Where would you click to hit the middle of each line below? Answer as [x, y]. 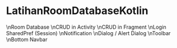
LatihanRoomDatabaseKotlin [77, 11]
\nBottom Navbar [27, 39]
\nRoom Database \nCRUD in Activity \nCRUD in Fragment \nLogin [86, 27]
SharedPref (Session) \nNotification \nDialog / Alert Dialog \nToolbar [88, 33]
